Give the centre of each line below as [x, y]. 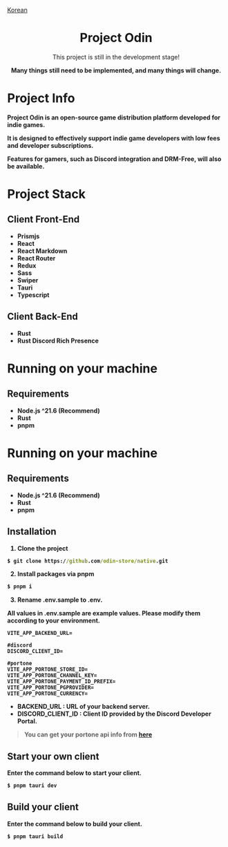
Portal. [27, 721]
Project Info [41, 98]
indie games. [26, 124]
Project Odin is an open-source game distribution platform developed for [114, 117]
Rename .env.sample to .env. [60, 600]
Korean [17, 10]
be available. [26, 166]
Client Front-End [44, 219]
